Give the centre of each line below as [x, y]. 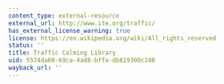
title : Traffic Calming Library [62, 53]
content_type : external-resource [64, 16]
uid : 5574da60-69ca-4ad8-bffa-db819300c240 [82, 61]
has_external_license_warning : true [69, 30]
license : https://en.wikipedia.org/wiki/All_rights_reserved [112, 38]
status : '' [26, 46]
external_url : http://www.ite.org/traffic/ [82, 23]
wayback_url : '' [35, 68]
